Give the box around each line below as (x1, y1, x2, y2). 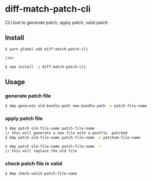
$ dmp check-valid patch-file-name (5, 171, 77, 176)
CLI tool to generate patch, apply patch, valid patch (5, 20, 108, 25)
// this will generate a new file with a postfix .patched (5, 131, 128, 136)
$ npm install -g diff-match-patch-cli (5, 64, 86, 69)
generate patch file (5, 92, 51, 99)
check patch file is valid (5, 160, 62, 167)
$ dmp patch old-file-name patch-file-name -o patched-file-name (5, 135, 140, 140)
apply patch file (5, 115, 43, 121)
